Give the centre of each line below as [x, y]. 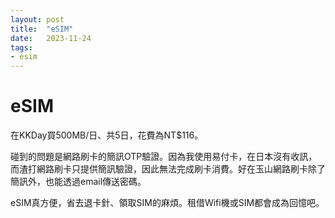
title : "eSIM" [42, 29]
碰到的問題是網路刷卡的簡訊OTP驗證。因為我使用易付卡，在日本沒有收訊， [164, 157]
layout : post [37, 19]
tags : [21, 47]
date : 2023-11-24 [51, 38]
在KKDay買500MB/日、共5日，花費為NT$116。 [107, 135]
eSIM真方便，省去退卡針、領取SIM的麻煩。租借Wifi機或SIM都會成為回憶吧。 [167, 203]
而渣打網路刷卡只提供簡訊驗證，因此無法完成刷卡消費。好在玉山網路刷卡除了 [168, 169]
